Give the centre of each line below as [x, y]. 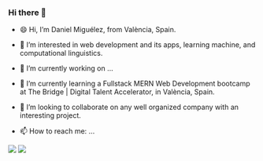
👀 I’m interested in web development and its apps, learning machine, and [137, 45]
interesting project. [50, 115]
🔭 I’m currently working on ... [66, 68]
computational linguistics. [61, 53]
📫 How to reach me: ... [57, 131]
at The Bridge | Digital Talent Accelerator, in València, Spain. [117, 92]
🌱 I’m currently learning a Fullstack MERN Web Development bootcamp [135, 84]
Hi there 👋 [28, 13]
